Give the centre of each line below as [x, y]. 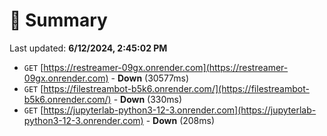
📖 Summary [58, 20]
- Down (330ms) [148, 99]
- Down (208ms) [180, 120]
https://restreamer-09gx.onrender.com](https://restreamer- [166, 67]
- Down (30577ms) [150, 78]
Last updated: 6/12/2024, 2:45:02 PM [88, 48]
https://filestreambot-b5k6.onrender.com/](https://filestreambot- [176, 88]
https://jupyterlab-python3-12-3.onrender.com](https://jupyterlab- [180, 110]
